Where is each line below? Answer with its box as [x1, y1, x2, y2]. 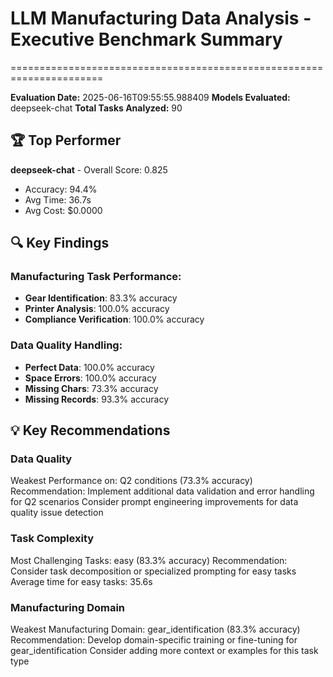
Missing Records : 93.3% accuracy [24, 393, 170, 405]
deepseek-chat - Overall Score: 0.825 [10, 163, 168, 176]
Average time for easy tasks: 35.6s [10, 575, 153, 587]
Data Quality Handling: [10, 338, 123, 352]
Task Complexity [10, 532, 95, 546]
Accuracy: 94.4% [24, 183, 98, 195]
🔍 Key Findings [10, 235, 110, 252]
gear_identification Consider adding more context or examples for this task [10, 645, 319, 657]
